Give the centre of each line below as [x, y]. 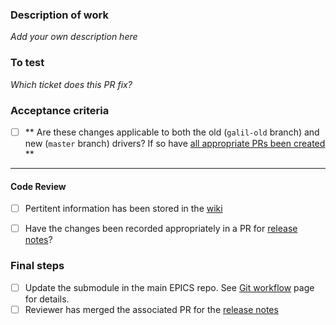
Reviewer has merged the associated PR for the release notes [151, 309]
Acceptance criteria [60, 110]
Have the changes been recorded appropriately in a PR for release [161, 229]
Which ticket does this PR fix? [71, 84]
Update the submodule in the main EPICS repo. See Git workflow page [169, 287]
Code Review [38, 186]
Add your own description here [74, 37]
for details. [47, 299]
